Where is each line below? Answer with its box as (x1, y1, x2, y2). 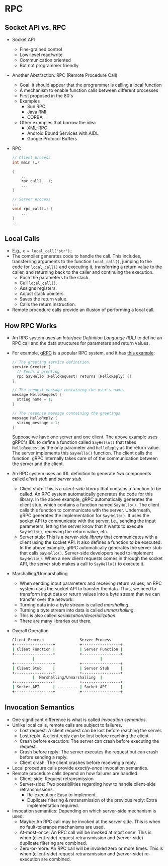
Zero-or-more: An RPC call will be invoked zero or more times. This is (19, 845, 163, 851)
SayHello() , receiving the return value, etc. (19, 529, 109, 535)
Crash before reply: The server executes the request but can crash (19, 748, 158, 755)
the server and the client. (12, 461, 64, 467)
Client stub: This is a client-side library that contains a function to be (19, 486, 161, 492)
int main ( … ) (12, 160, 40, 165)
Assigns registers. (19, 285, 57, 291)
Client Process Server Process (12, 637, 112, 643)
